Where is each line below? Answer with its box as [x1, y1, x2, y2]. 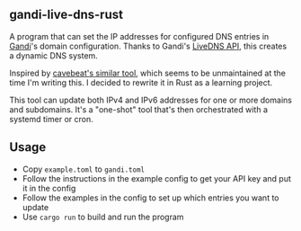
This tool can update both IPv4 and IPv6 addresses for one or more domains [9, 94, 292, 105]
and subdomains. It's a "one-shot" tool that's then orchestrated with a [9, 103, 268, 115]
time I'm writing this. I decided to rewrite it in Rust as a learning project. [9, 76, 273, 88]
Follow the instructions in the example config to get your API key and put [22, 173, 292, 183]
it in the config [22, 182, 76, 193]
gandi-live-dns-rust [9, 7, 124, 22]
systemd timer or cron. [9, 113, 93, 124]
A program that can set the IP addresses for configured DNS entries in [9, 31, 270, 41]
